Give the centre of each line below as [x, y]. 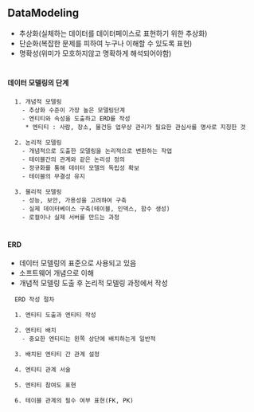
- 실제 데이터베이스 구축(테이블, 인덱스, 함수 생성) [96, 209]
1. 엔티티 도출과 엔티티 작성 [55, 315]
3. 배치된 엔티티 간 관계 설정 [57, 355]
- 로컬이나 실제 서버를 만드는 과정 [71, 217]
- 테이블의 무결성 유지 [53, 176]
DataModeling [43, 13]
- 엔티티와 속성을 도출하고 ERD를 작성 [76, 119]
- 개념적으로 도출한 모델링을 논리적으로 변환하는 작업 [97, 151]
